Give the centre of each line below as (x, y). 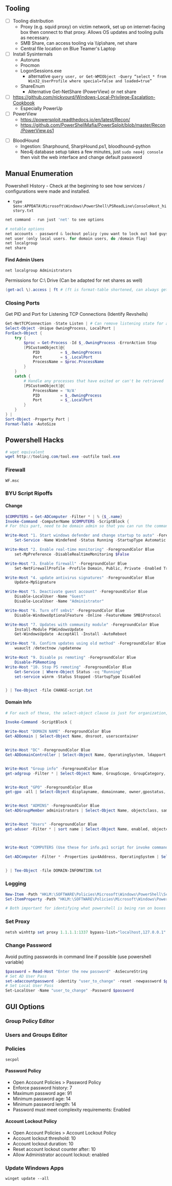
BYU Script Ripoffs (29, 493)
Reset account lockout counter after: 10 (54, 1149)
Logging (16, 884)
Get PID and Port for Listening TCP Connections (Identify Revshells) (77, 314)
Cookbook (24, 103)
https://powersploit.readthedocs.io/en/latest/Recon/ (75, 120)
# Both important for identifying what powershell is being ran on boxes (86, 908)
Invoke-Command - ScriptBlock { (39, 722)
